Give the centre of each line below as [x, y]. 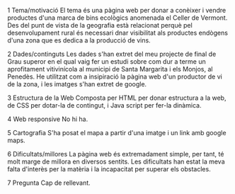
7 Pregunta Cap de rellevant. [49, 183]
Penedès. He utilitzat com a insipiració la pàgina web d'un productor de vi [115, 76]
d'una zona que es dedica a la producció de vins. [79, 40]
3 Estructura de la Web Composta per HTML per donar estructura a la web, [117, 98]
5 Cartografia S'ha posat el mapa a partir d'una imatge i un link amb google [117, 133]
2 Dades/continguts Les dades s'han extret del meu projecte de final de [112, 54]
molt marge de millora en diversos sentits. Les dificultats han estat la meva [116, 161]
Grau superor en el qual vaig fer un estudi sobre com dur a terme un [107, 62]
